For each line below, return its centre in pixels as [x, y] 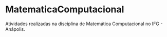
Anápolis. [15, 29]
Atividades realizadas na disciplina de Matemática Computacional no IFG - [84, 24]
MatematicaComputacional [65, 10]
